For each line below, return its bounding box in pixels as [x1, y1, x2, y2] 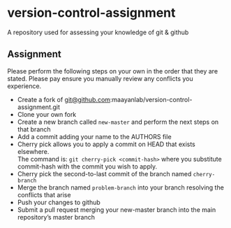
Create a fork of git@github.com [17, 95, 110, 104]
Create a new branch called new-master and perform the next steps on [17, 117, 219, 126]
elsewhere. [17, 147, 50, 155]
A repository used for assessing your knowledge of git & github [7, 28, 189, 36]
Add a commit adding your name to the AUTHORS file [17, 132, 172, 141]
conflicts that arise [17, 190, 71, 199]
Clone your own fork [17, 110, 77, 118]
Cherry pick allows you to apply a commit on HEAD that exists [17, 140, 195, 148]
